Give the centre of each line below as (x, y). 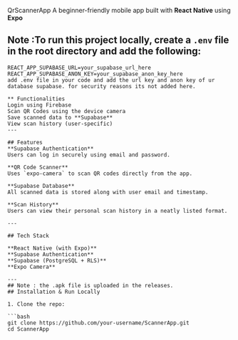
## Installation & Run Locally (54, 292)
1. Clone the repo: (36, 304)
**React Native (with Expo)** (52, 248)
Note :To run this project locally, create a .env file (118, 40)
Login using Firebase (40, 105)
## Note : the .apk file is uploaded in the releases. (90, 285)
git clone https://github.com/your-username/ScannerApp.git (99, 323)
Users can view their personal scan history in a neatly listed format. (118, 211)
